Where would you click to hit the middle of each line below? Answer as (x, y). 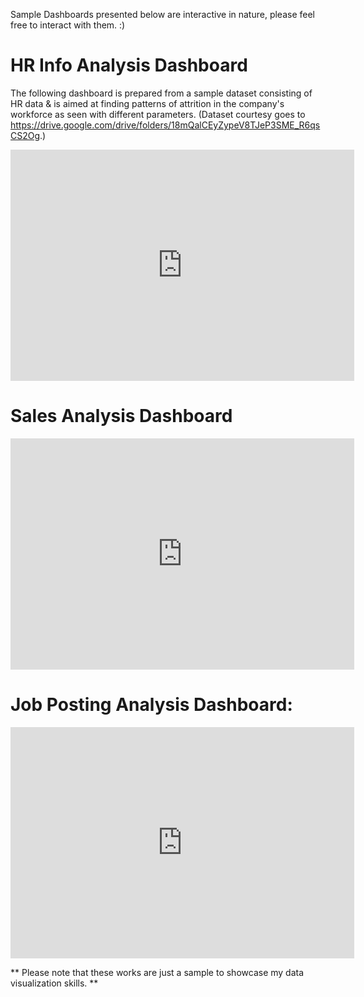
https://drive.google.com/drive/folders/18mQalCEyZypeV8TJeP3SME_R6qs (165, 125)
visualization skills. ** (54, 983)
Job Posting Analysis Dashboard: (151, 705)
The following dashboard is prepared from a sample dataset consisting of (161, 93)
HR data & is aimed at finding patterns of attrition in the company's (147, 103)
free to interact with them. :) (68, 25)
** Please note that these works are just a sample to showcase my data (157, 972)
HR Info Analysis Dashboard (129, 65)
